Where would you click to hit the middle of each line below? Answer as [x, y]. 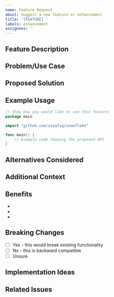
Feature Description [37, 49]
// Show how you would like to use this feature [57, 112]
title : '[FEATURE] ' [27, 19]
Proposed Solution [35, 83]
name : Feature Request [29, 10]
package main [19, 116]
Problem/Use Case [35, 66]
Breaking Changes [35, 233]
